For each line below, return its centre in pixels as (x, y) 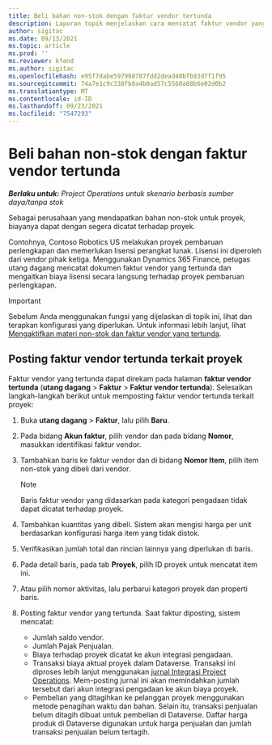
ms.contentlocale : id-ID (50, 99)
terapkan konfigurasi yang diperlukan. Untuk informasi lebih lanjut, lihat (127, 325)
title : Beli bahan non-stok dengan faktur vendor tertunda (110, 16)
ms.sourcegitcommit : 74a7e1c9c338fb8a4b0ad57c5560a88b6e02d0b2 (117, 83)
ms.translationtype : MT (49, 91)
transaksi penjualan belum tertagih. (91, 732)
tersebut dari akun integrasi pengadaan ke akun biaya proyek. (135, 688)
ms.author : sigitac (41, 69)
